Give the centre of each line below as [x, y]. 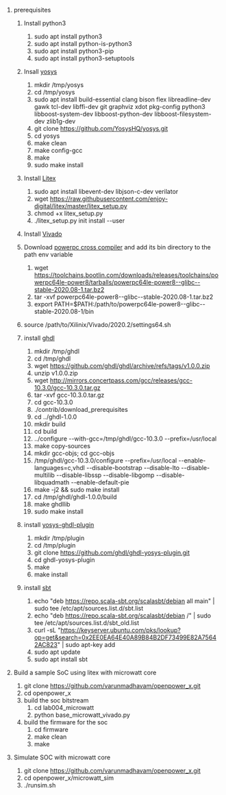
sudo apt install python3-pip [74, 51]
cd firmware [51, 730]
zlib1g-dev [61, 121]
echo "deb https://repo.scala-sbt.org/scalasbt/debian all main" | [124, 601]
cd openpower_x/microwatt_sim [69, 778]
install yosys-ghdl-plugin [59, 525]
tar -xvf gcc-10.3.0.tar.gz [69, 395]
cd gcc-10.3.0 [53, 402]
